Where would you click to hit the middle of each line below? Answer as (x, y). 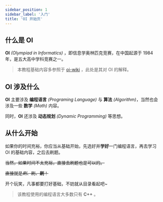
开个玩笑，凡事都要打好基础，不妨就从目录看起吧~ (56, 184)
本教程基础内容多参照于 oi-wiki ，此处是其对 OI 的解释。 (74, 70)
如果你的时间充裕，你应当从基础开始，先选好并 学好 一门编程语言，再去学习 (81, 146)
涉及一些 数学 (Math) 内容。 (33, 106)
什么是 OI (19, 40)
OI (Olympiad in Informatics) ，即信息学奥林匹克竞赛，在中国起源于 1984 (79, 53)
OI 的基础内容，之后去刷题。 (34, 152)
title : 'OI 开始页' (24, 19)
